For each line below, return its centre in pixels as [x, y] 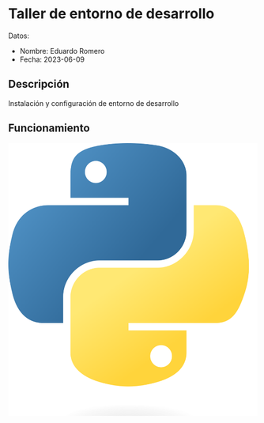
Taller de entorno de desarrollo [111, 14]
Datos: [19, 36]
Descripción [39, 84]
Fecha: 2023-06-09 [52, 59]
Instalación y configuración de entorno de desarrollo [94, 103]
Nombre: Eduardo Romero [62, 51]
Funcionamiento [49, 128]
